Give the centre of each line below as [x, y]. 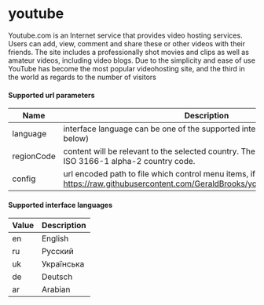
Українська [63, 264]
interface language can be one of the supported [152, 129]
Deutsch [57, 277]
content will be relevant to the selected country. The [159, 151]
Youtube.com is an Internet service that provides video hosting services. [125, 35]
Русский [58, 252]
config [24, 179]
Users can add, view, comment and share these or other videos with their [127, 43]
